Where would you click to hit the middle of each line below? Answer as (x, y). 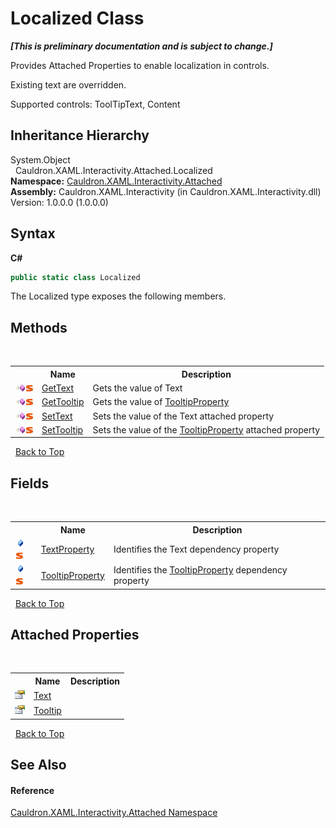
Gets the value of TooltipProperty (161, 402)
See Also (38, 765)
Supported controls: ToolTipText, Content (95, 104)
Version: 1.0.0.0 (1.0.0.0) (59, 202)
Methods (39, 327)
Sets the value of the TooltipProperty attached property (206, 429)
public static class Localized (75, 277)
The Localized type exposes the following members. (118, 296)
